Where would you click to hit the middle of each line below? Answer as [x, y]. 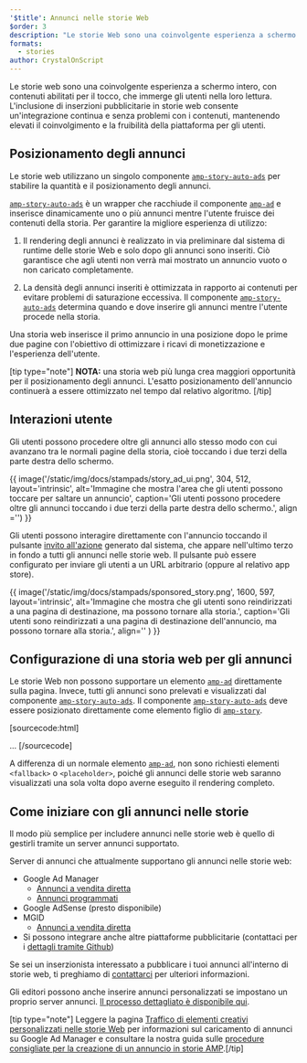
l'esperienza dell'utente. [55, 354]
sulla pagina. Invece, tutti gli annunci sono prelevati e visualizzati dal [138, 691]
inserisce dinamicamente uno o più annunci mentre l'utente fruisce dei [142, 213]
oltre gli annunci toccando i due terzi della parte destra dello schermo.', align [153, 507]
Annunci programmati [77, 898]
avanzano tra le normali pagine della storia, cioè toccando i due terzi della [148, 451]
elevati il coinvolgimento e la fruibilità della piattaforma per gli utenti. [138, 125]
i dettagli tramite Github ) [68, 947]
